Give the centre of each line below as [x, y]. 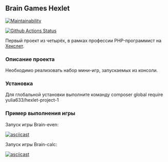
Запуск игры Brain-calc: [31, 144]
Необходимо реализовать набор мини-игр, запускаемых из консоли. [82, 71]
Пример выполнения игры [40, 113]
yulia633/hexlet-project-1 [32, 100]
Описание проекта [30, 59]
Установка [19, 84]
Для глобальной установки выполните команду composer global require [84, 95]
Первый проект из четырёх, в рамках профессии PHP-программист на [83, 40]
